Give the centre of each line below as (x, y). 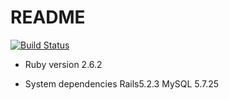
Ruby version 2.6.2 (63, 64)
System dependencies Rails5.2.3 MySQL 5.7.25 (122, 83)
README (48, 17)
